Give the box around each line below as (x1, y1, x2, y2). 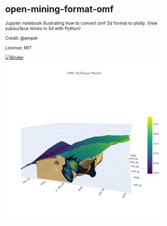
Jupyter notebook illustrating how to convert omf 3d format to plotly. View (5, 20, 157, 26)
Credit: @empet (5, 35, 38, 41)
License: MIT (5, 44, 32, 50)
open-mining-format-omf (5, 3, 114, 15)
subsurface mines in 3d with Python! (5, 25, 81, 31)
